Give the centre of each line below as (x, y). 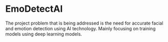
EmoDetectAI (34, 9)
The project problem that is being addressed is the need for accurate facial (84, 23)
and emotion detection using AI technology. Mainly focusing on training (80, 28)
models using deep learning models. (44, 34)
